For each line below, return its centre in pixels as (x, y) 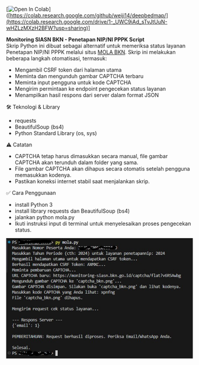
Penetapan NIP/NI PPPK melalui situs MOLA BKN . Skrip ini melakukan (91, 52)
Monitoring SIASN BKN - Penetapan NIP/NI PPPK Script (76, 39)
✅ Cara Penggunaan (31, 193)
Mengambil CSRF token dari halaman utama (68, 70)
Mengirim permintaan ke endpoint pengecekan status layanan (90, 89)
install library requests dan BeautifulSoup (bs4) (72, 211)
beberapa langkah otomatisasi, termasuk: (57, 58)
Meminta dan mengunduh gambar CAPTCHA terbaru (79, 76)
